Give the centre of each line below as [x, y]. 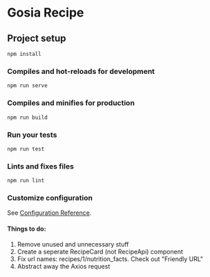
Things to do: [27, 229]
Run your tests [32, 135]
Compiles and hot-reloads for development [81, 71]
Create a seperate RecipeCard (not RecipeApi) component [100, 251]
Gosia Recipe [46, 13]
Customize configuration [50, 198]
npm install [24, 54]
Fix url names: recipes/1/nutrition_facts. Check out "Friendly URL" [110, 259]
